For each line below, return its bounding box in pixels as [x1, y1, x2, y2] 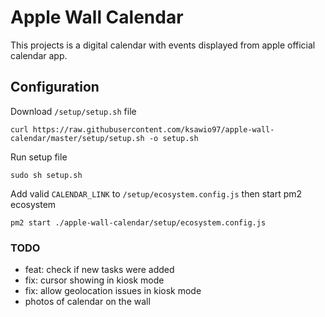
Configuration [10, 79, 100, 96]
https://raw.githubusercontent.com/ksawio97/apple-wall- [32, 124, 275, 135]
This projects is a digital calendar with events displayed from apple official [10, 39, 316, 51]
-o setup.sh [148, 133, 199, 143]
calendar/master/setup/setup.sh [10, 133, 145, 143]
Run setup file [10, 151, 68, 163]
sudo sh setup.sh [10, 170, 83, 180]
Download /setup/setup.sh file [10, 105, 137, 117]
